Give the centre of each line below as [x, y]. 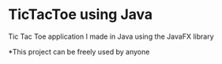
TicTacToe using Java [81, 15]
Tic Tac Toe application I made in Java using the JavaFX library [111, 36]
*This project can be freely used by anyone [79, 51]
